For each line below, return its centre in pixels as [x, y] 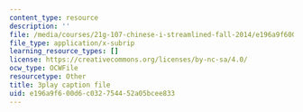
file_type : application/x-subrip [72, 43]
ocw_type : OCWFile [44, 69]
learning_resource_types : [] [64, 51]
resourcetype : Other [48, 77]
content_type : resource [54, 18]
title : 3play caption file [60, 85]
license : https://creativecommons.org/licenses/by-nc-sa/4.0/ [129, 60]
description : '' [40, 26]
